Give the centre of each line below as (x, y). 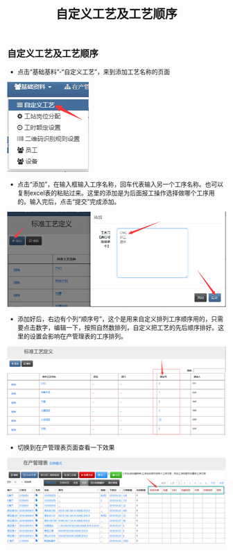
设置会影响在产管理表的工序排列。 (78, 336)
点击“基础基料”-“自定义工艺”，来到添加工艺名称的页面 (94, 72)
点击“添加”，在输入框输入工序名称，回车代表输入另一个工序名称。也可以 (120, 184)
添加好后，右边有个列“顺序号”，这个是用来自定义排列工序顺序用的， (114, 319)
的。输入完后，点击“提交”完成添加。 (69, 202)
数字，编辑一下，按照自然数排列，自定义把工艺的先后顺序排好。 (127, 327)
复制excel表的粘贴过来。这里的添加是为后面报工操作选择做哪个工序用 (116, 192)
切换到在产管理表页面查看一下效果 (66, 447)
